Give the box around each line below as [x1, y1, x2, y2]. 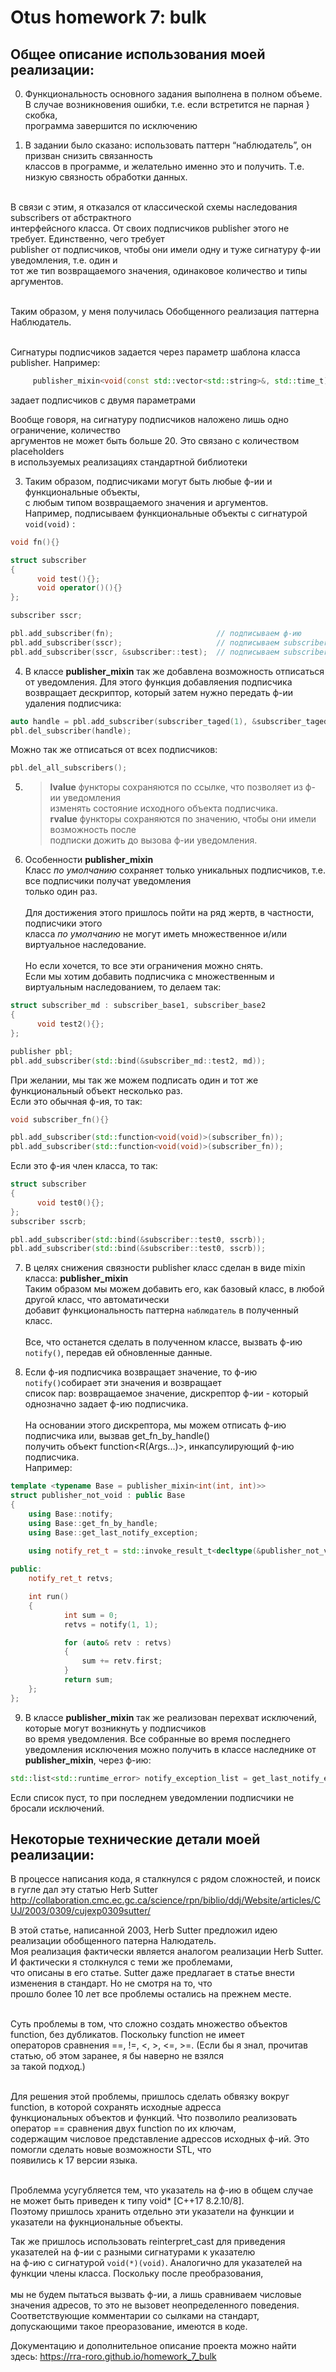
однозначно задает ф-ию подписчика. [24, 1398, 189, 1410]
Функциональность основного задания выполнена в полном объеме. [24, 88, 323, 100]
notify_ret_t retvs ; [28, 1574, 114, 1584]
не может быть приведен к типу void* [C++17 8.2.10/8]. [10, 2195, 245, 2207]
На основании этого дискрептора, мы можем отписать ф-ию [24, 1419, 287, 1431]
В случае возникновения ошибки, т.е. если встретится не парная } [24, 99, 310, 110]
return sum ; [63, 1675, 114, 1685]
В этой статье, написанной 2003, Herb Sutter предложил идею [10, 1924, 278, 1936]
